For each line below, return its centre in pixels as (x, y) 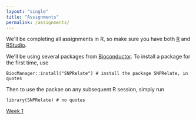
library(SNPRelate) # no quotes (46, 100)
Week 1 (15, 111)
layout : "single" (27, 11)
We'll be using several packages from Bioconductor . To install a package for (98, 57)
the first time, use (27, 63)
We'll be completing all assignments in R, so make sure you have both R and (98, 39)
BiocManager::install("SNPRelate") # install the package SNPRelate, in (97, 74)
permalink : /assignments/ (38, 22)
